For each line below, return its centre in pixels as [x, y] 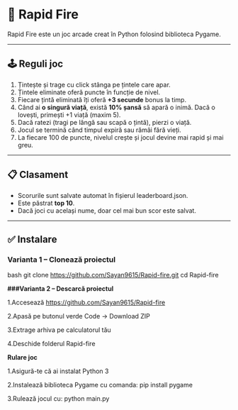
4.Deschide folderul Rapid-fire [51, 344]
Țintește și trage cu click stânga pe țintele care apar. [94, 84]
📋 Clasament [38, 175]
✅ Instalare [32, 239]
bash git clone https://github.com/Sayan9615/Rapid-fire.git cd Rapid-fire [113, 275]
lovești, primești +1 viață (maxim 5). [69, 115]
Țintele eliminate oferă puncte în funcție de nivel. [89, 92]
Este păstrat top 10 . [46, 203]
